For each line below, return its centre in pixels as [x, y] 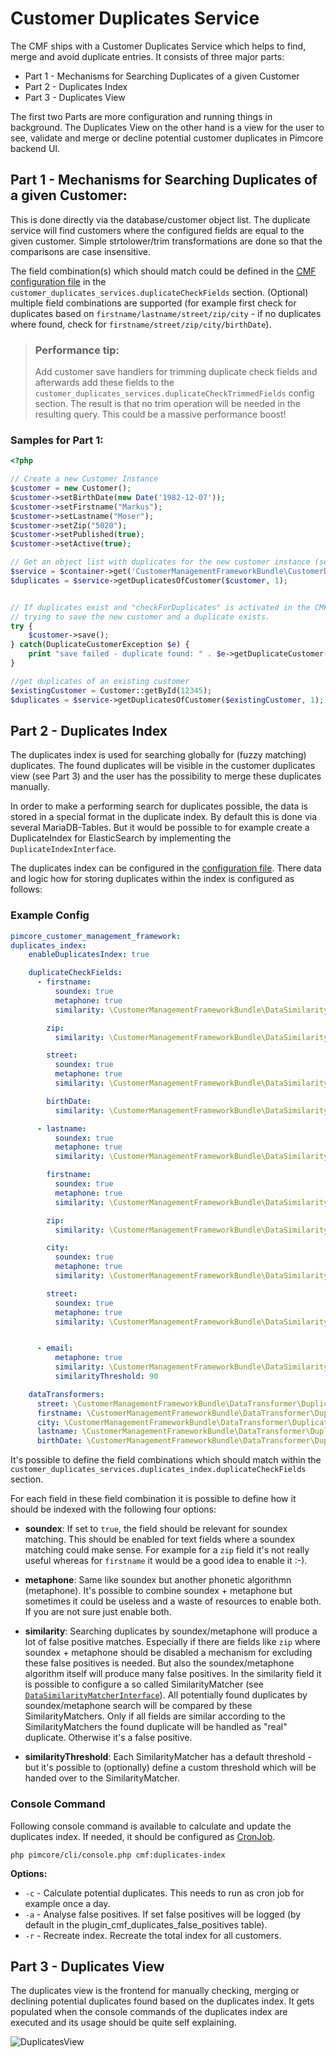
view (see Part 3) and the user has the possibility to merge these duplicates [166, 776]
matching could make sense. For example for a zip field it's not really [167, 1550]
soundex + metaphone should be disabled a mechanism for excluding [168, 1653]
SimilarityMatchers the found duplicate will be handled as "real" [156, 1727]
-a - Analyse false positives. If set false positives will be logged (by [163, 1914]
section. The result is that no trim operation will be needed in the [168, 404]
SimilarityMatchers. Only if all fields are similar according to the [155, 1716]
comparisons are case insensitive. [80, 251]
